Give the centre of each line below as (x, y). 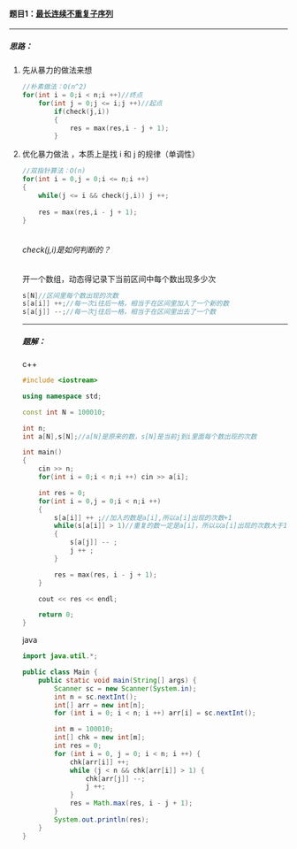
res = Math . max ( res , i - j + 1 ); (131, 803)
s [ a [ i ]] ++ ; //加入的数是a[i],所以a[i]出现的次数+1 (143, 517)
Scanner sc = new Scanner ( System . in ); (126, 688)
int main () (42, 452)
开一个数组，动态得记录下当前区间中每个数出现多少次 (119, 279)
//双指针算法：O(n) (54, 171)
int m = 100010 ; (84, 730)
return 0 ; (56, 615)
